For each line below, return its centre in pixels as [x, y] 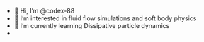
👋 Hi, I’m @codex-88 [44, 11]
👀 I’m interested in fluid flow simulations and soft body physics [105, 18]
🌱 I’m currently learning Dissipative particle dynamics [92, 26]
